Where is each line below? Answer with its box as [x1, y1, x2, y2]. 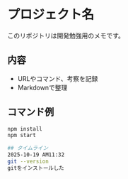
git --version [7, 158, 50, 166]
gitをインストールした [7, 164, 65, 171]
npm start [7, 132, 37, 139]
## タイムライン [7, 145, 48, 152]
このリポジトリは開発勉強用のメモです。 [7, 31, 125, 40]
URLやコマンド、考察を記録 [17, 74, 98, 82]
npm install [7, 125, 42, 132]
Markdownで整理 [17, 83, 68, 92]
